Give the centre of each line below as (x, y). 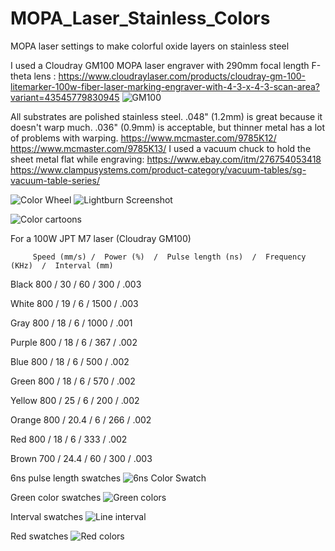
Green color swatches (56, 497)
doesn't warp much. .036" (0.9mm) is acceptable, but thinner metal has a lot (168, 127)
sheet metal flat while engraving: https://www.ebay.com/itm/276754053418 (166, 159)
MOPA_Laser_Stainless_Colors (140, 18)
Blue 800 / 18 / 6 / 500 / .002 (70, 361)
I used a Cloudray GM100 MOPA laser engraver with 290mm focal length (160, 65)
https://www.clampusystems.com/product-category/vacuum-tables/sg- (158, 169)
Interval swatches (47, 516)
